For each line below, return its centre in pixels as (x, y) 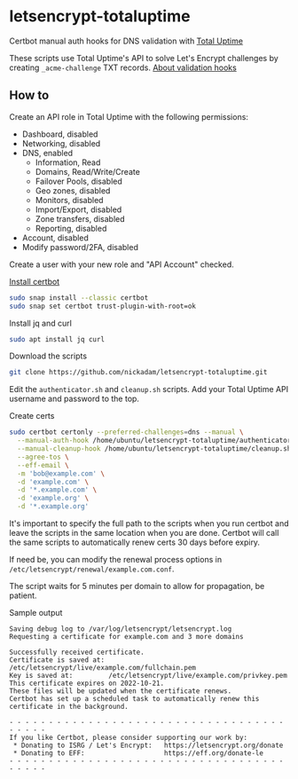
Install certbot (35, 281)
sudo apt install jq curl (57, 339)
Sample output (36, 613)
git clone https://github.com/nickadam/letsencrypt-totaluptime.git (138, 373)
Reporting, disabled (71, 228)
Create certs (32, 416)
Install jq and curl (41, 323)
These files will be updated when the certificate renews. (121, 691)
